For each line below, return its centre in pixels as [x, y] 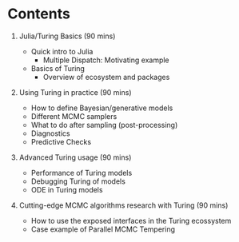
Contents [39, 14]
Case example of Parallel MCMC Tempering [103, 229]
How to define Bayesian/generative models [102, 108]
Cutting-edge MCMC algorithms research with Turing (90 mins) [123, 205]
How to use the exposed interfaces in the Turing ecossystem [131, 220]
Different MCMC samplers [74, 116]
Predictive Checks [61, 141]
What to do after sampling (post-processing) [104, 125]
